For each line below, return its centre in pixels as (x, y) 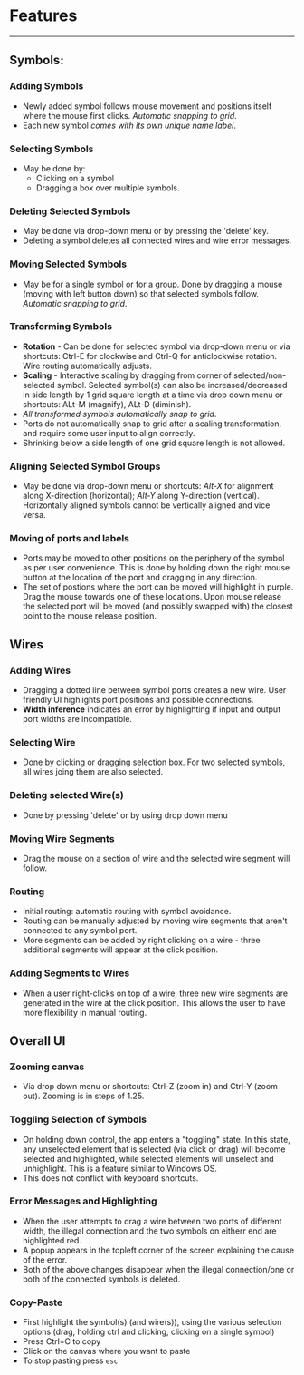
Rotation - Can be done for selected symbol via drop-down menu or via (157, 346)
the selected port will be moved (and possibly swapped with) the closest (158, 606)
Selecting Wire (43, 743)
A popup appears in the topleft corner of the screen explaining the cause (158, 1250)
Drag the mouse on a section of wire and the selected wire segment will (156, 858)
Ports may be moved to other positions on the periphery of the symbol (153, 558)
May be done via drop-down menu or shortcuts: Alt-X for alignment (148, 486)
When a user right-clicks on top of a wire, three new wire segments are (155, 993)
